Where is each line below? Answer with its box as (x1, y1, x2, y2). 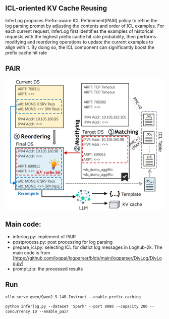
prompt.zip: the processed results (12, 265, 83, 272)
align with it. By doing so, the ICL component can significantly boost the (5, 44, 155, 50)
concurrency (5, 309, 30, 314)
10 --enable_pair (32, 309, 69, 314)
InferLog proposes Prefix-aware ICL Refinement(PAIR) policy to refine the (5, 17, 158, 23)
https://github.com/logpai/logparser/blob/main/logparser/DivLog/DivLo (14, 255, 162, 261)
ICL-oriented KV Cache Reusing (5, 4, 107, 13)
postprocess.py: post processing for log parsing (12, 239, 113, 245)
